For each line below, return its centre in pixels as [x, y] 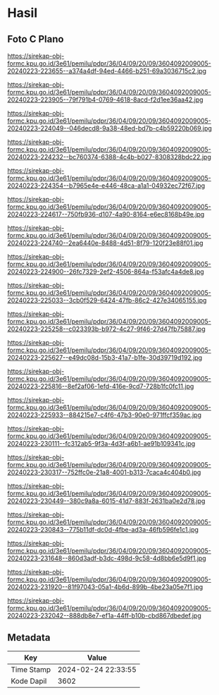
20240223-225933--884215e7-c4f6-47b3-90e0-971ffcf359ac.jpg [105, 415]
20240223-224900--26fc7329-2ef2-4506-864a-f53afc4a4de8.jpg [106, 272]
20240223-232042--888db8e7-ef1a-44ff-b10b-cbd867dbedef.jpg [105, 616]
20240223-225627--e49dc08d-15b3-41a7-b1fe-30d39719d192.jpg [105, 357]
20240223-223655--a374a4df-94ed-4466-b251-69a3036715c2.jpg [107, 71]
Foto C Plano [36, 39]
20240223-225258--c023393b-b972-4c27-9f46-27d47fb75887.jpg [106, 329]
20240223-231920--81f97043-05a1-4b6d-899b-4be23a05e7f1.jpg [105, 587]
